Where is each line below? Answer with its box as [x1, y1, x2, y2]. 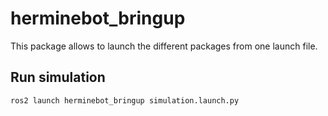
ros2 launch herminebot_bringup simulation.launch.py [10, 95, 240, 106]
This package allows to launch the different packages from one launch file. [10, 40, 318, 52]
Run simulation [10, 69, 106, 86]
